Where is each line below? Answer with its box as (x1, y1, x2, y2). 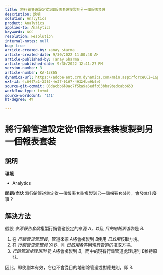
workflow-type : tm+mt (5, 88, 49, 93)
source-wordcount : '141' (5, 93, 55, 97)
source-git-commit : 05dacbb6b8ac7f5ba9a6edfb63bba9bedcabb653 (5, 83, 133, 89)
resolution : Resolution (5, 34, 53, 39)
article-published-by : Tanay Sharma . (5, 57, 83, 62)
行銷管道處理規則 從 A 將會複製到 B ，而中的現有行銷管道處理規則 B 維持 (12, 248, 153, 254)
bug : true (5, 43, 25, 48)
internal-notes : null (5, 39, 49, 44)
